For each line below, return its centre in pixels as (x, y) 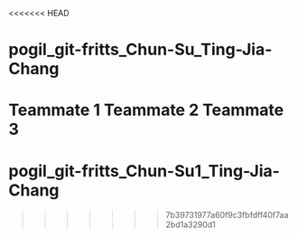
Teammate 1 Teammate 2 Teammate (146, 110)
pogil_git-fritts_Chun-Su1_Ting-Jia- (144, 171)
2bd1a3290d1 (190, 224)
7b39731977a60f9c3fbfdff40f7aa (227, 215)
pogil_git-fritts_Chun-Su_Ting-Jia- (140, 50)
